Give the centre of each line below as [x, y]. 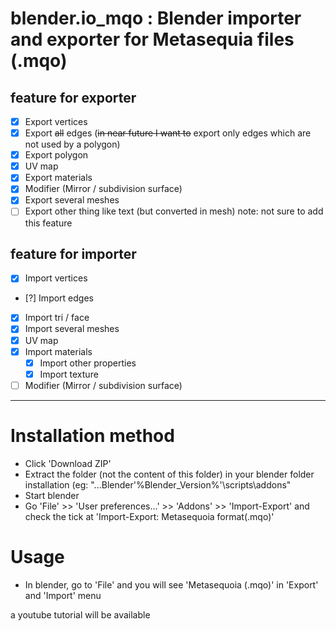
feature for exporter [73, 97]
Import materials [58, 351]
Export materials [58, 178]
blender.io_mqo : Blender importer [156, 18]
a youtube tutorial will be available [80, 614]
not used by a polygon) [72, 144]
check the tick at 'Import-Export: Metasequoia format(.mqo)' [149, 516]
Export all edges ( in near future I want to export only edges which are [168, 133]
